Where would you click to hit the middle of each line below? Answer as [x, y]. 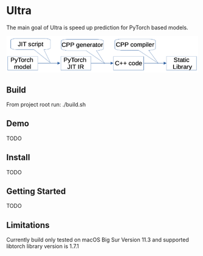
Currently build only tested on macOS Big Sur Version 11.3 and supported [98, 240]
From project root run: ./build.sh [46, 104]
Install [18, 158]
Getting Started [36, 191]
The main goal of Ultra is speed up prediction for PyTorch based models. [97, 27]
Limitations [28, 225]
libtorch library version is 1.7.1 [43, 246]
